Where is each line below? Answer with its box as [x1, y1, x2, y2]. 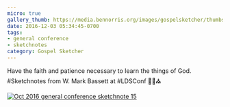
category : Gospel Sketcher [7, 48, 84, 55]
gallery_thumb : [7, 16, 51, 23]
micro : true [7, 10, 41, 17]
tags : [7, 29, 23, 36]
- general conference [7, 35, 69, 42]
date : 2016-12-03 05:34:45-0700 [7, 22, 99, 29]
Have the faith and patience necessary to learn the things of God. [7, 66, 192, 75]
